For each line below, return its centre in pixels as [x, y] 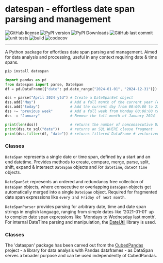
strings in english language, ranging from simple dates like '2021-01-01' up [80, 211]
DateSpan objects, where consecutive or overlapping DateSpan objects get [78, 187]
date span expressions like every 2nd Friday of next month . [65, 197]
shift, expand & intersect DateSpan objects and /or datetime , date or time [76, 167]
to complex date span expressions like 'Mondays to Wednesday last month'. [81, 217]
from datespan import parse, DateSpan [44, 84]
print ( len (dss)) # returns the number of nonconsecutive [79, 124]
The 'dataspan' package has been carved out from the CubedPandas [74, 245]
